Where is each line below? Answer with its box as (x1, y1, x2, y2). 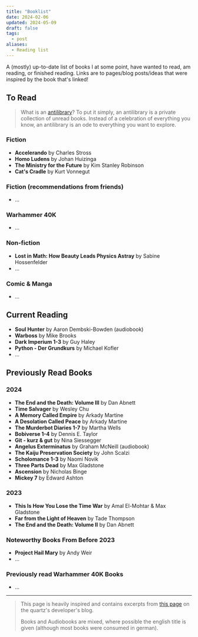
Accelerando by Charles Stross (14, 149, 92, 156)
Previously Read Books (6, 368, 93, 378)
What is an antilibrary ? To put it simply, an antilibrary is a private (20, 109, 176, 116)
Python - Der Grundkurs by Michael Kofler (14, 344, 119, 352)
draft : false (6, 25, 38, 31)
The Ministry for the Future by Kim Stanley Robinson (14, 162, 144, 169)
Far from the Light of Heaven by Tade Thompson (14, 514, 135, 522)
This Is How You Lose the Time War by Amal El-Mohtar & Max (14, 502, 166, 509)
